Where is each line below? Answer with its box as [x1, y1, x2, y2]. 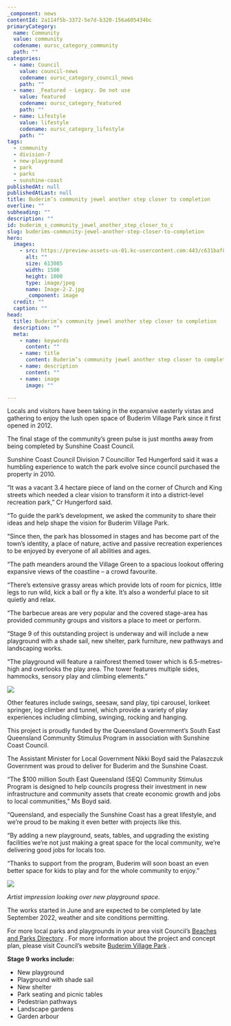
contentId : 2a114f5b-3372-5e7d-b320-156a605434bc [7, 17, 153, 23]
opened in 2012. [7, 421, 53, 430]
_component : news [7, 10, 57, 17]
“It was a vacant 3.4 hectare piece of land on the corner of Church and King [7, 483, 222, 492]
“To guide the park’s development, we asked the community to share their [7, 512, 217, 520]
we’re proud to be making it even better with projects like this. [7, 818, 182, 826]
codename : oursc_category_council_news [19, 74, 134, 81]
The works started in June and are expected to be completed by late [7, 906, 201, 914]
